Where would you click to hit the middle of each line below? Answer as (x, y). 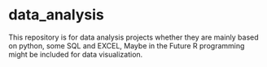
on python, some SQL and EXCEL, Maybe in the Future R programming (127, 45)
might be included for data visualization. (76, 54)
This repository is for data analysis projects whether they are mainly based (133, 37)
